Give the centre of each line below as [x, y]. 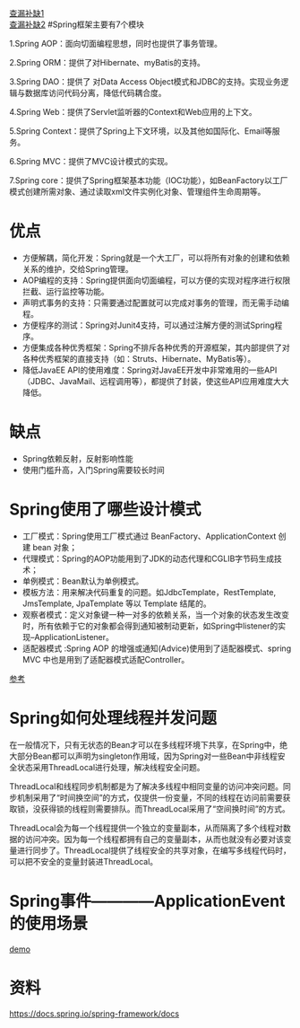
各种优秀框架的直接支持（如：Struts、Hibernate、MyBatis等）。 [139, 358]
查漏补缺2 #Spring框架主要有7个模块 [77, 24]
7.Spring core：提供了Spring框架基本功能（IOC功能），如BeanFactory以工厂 [149, 180]
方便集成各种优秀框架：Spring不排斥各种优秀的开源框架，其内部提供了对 [156, 347]
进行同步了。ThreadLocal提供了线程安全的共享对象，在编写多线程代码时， [154, 850]
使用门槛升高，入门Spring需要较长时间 [94, 470]
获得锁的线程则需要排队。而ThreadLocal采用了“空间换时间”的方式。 [165, 808]
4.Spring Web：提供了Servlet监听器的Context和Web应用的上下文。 [133, 112]
